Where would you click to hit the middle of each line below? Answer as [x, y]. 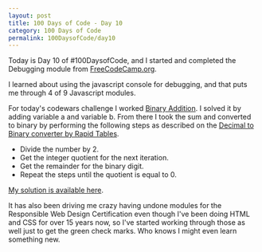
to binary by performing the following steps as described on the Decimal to [131, 125]
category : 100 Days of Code [55, 30]
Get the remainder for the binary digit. [82, 166]
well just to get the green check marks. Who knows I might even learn [123, 231]
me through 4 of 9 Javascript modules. [72, 93]
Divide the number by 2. [59, 149]
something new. [34, 239]
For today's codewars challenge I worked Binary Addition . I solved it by [125, 108]
